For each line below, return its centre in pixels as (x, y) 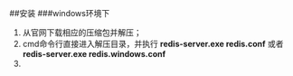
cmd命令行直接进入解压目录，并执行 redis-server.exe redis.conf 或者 (153, 44)
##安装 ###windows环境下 (60, 13)
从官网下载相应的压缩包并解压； (82, 33)
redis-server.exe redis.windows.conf (94, 54)
